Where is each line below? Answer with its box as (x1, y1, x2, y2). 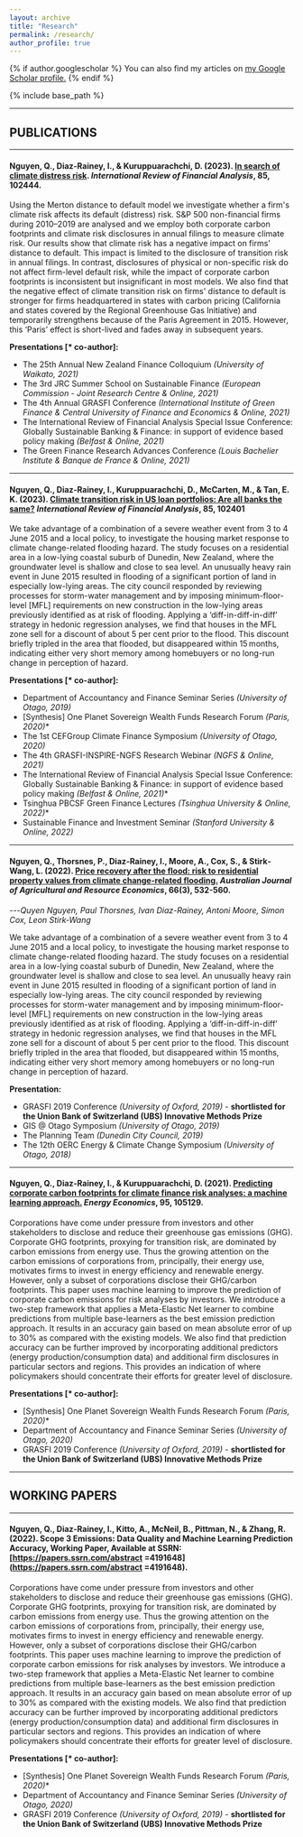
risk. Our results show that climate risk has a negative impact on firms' (9, 238, 271, 249)
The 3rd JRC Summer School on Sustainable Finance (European (22, 378, 262, 389)
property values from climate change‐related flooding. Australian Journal (9, 875, 292, 886)
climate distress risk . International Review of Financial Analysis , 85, (9, 170, 271, 180)
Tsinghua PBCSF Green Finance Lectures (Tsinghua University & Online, (22, 798, 291, 808)
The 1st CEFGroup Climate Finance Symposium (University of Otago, (22, 731, 278, 742)
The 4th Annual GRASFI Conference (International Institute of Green (22, 398, 275, 409)
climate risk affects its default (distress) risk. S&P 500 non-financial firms (9, 209, 281, 220)
